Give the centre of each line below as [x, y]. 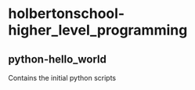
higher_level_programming [98, 30]
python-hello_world [58, 59]
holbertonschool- [67, 14]
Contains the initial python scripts [62, 78]
